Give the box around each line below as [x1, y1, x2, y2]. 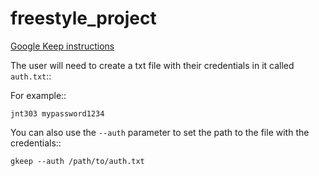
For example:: [10, 89, 67, 101]
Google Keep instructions [10, 40, 115, 52]
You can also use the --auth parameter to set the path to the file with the [10, 126, 310, 138]
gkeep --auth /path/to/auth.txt [10, 156, 145, 166]
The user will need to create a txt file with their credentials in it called [10, 59, 295, 71]
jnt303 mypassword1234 [10, 108, 105, 119]
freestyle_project [10, 7, 157, 30]
